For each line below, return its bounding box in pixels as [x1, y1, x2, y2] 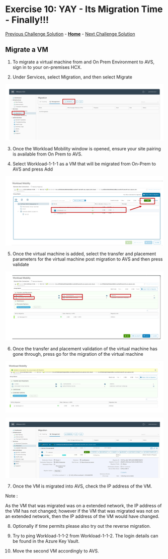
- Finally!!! [5, 14, 49, 26]
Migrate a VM [5, 45, 49, 54]
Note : [5, 493, 18, 499]
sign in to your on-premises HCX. [12, 64, 82, 70]
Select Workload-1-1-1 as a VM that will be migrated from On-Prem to [12, 161, 156, 167]
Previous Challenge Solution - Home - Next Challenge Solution [5, 31, 135, 37]
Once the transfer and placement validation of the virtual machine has [12, 346, 157, 352]
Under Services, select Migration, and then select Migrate [12, 74, 132, 80]
